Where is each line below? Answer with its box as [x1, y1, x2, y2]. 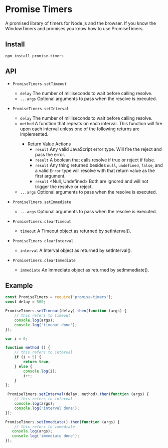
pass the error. [35, 151, 65, 157]
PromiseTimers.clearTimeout [12, 219, 71, 224]
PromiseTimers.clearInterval [12, 238, 74, 243]
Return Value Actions [27, 141, 71, 147]
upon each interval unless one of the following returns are [20, 126, 140, 132]
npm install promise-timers [5, 53, 64, 58]
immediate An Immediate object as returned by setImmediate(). [20, 266, 149, 273]
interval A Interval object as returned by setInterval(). [20, 247, 132, 253]
